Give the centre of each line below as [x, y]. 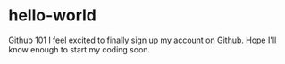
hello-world [53, 16]
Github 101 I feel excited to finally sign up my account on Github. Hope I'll [142, 40]
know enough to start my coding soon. [80, 49]
